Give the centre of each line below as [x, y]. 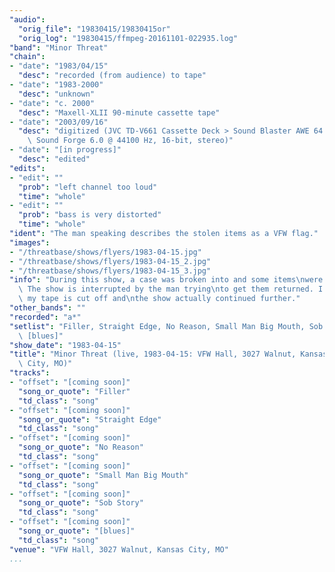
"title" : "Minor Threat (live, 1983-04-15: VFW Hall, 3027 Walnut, [153, 354]
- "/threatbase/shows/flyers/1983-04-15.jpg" [105, 252]
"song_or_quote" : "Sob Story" [81, 503]
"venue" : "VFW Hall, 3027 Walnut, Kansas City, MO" [119, 549]
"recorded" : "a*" [45, 317]
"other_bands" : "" [47, 308]
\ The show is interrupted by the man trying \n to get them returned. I [171, 289]
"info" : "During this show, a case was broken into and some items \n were [166, 280]
